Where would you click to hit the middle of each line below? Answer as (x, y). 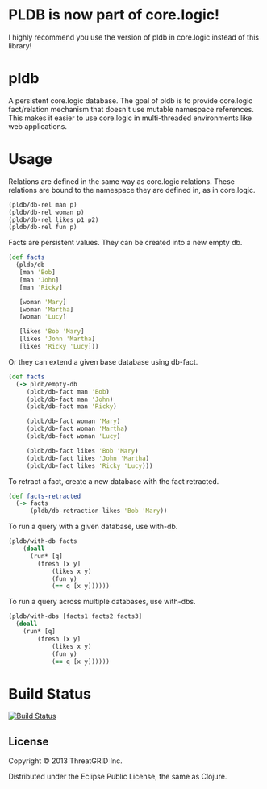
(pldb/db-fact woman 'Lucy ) (73, 436)
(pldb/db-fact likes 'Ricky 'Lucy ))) (90, 465)
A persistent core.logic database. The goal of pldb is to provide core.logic (131, 100)
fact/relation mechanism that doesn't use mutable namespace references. (131, 109)
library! (20, 45)
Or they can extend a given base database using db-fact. (103, 361)
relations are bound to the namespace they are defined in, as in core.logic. (132, 190)
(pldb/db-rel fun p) (43, 228)
